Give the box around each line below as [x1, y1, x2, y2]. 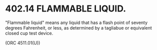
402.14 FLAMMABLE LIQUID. [5, 3, 126, 14]
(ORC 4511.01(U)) [5, 39, 40, 45]
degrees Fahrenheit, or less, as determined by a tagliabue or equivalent [5, 24, 152, 30]
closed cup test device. [5, 30, 53, 36]
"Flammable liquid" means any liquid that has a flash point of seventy [5, 19, 148, 25]
